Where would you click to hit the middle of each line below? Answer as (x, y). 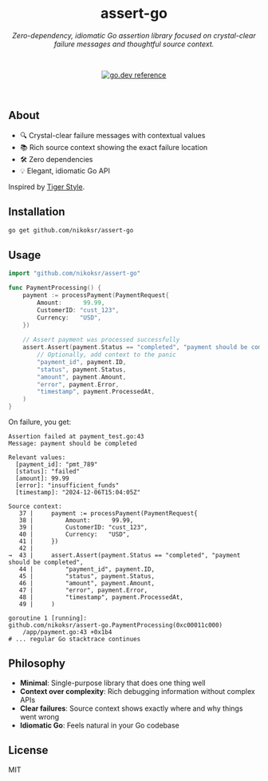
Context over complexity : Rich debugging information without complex (137, 691)
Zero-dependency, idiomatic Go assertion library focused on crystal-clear (134, 35)
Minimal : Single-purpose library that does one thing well (112, 683)
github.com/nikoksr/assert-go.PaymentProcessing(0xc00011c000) (116, 625)
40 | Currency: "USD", (74, 534)
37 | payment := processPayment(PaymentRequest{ (108, 513)
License (28, 750)
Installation (37, 212)
